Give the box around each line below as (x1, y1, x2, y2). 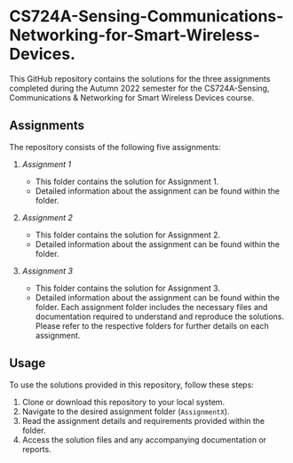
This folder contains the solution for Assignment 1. (35, 176, 219, 187)
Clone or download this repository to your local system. (21, 396, 226, 407)
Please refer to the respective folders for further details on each (35, 320, 269, 331)
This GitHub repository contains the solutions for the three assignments (9, 73, 271, 84)
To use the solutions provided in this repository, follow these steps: (9, 379, 255, 390)
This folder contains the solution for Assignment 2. (35, 229, 221, 240)
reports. (21, 443, 51, 454)
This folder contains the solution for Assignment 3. (35, 283, 220, 293)
